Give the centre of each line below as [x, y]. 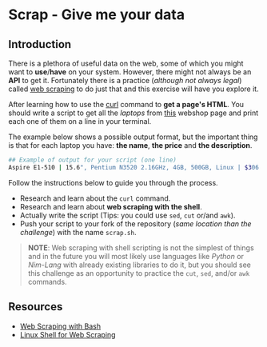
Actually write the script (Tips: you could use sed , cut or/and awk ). [128, 215]
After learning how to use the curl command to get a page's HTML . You [126, 104]
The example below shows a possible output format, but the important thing [133, 137]
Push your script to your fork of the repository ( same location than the [135, 223]
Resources [36, 307]
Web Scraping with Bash [60, 326]
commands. [47, 281]
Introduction [40, 44]
